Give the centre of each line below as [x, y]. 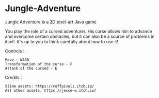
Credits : [14, 77]
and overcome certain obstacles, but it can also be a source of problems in [80, 36]
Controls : [15, 51]
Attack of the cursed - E [31, 68]
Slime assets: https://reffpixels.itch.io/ [50, 86]
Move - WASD [17, 60]
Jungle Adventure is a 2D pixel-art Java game [51, 22]
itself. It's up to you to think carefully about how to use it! [62, 41]
